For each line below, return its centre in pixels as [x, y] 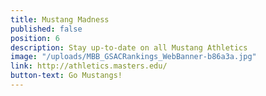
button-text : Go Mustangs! [66, 76]
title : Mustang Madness [60, 19]
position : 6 [35, 38]
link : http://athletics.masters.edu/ [89, 66]
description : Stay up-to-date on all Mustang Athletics [129, 47]
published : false [46, 29]
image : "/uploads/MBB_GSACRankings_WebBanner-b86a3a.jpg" [133, 57]
